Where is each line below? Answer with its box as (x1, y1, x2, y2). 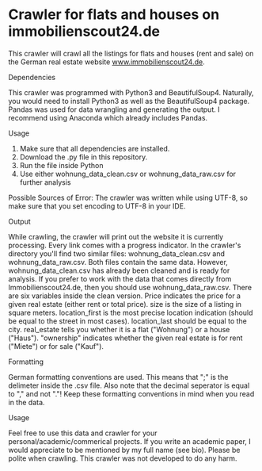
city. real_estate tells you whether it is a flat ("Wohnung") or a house (8, 324, 230, 334)
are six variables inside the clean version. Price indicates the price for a (8, 291, 241, 301)
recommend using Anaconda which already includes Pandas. (8, 113, 208, 122)
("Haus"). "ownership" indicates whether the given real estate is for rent (8, 333, 243, 343)
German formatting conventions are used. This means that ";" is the (8, 372, 229, 381)
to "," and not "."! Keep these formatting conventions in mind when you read (8, 389, 255, 398)
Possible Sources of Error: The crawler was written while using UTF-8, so (8, 193, 248, 202)
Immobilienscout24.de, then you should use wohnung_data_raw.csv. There (8, 282, 252, 292)
